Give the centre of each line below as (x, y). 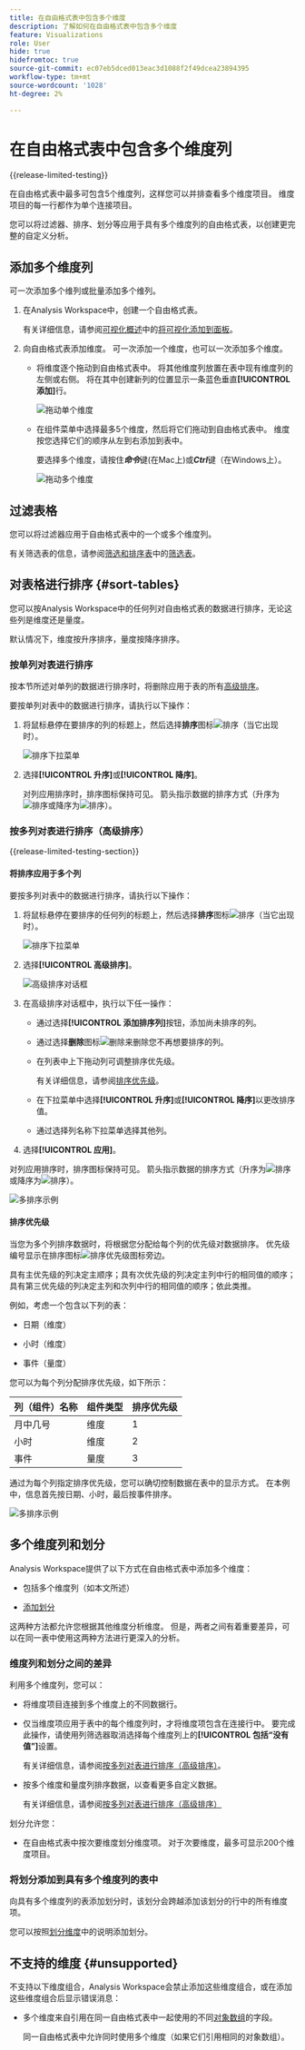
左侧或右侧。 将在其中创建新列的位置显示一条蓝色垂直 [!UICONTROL (163, 379)
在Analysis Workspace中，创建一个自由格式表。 (112, 310)
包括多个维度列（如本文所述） (78, 1587)
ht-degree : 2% (36, 94)
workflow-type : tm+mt (50, 77)
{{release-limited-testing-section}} (74, 852)
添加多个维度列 (51, 267)
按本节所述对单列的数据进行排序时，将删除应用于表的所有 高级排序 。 (137, 686)
